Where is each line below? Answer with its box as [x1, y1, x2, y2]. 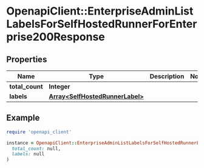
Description [149, 72, 185, 80]
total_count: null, [12, 146, 61, 152]
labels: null [12, 151, 45, 157]
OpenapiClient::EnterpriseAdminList [6, 4, 194, 18]
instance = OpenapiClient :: [6, 139, 78, 146]
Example [6, 113, 40, 123]
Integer [49, 82, 70, 90]
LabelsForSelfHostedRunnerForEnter [6, 17, 197, 31]
